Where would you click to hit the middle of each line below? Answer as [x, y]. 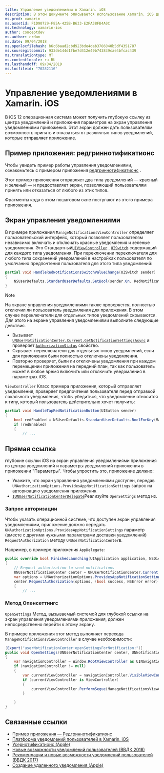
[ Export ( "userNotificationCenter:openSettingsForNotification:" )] [74, 648]
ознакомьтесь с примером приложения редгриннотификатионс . [73, 170]
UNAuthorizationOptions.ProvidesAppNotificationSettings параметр [75, 530]
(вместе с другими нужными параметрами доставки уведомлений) [76, 535]
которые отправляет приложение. [41, 138]
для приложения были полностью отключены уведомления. [75, 356]
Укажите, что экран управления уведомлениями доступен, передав [83, 481]
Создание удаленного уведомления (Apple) [58, 765]
